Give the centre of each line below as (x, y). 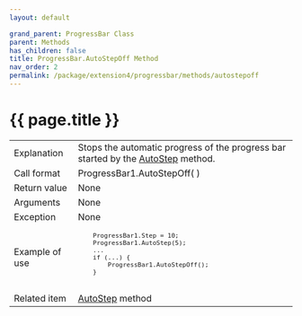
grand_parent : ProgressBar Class (72, 34)
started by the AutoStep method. (147, 158)
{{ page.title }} (65, 120)
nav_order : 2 (34, 67)
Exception (35, 216)
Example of (38, 252)
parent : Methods (40, 42)
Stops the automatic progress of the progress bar (182, 147)
